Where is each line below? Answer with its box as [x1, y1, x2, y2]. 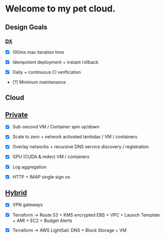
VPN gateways [12, 202, 43, 208]
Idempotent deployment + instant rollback [12, 59, 99, 65]
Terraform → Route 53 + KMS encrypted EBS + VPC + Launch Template [12, 212, 161, 218]
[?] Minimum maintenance [12, 79, 66, 85]
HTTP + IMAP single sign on [12, 174, 71, 180]
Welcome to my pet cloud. [5, 3, 116, 14]
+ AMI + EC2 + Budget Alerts [12, 218, 72, 224]
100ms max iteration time [12, 49, 64, 55]
